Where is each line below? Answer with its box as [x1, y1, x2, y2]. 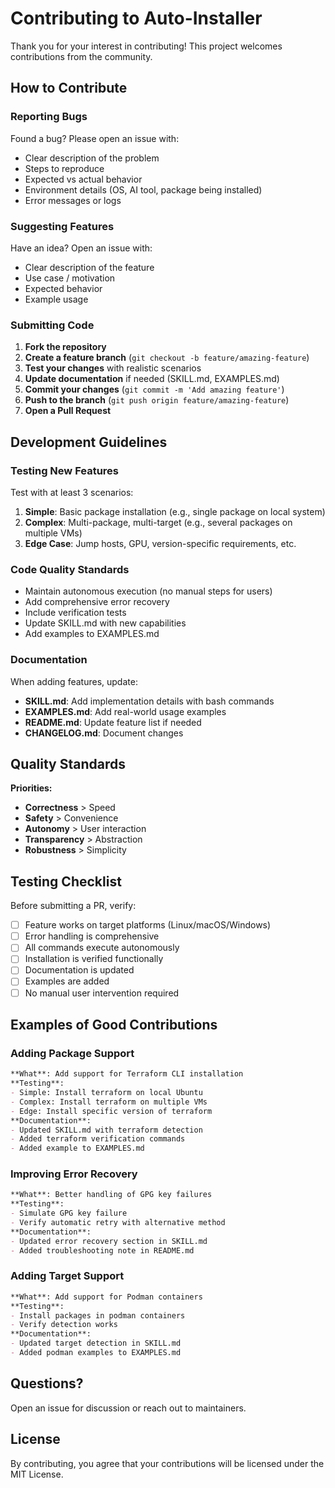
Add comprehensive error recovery [24, 596, 170, 608]
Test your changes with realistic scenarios [24, 362, 202, 374]
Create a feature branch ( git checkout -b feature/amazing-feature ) [24, 352, 310, 364]
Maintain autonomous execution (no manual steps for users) [24, 585, 273, 597]
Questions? [10, 1375, 84, 1392]
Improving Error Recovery [10, 1167, 138, 1181]
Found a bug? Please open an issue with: [10, 132, 180, 144]
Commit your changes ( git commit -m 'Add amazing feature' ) [24, 383, 285, 396]
